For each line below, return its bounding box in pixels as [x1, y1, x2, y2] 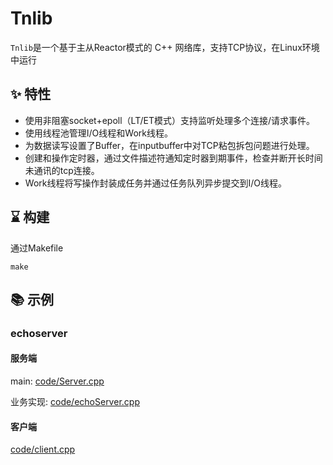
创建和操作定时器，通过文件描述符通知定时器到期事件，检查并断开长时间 [24, 152, 323, 164]
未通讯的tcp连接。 [24, 164, 100, 176]
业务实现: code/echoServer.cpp [10, 396, 140, 408]
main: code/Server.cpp [10, 375, 105, 387]
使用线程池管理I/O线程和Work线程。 [24, 127, 173, 139]
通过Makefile [10, 242, 64, 254]
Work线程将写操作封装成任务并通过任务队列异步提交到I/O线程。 [24, 177, 287, 189]
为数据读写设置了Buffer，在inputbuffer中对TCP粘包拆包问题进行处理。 [24, 139, 315, 151]
